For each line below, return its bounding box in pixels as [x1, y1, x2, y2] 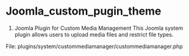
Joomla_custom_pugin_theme [5, 4, 162, 18]
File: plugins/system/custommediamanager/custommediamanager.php [5, 43, 184, 50]
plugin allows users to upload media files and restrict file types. [14, 30, 174, 38]
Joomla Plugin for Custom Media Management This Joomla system [14, 24, 184, 32]
